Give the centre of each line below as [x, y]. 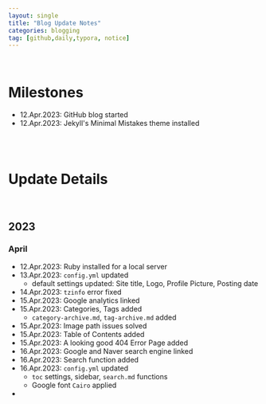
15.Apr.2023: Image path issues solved [83, 326]
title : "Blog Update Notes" [55, 23]
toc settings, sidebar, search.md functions [100, 376]
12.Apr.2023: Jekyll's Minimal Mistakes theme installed [110, 124]
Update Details [58, 179]
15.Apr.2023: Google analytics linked [80, 300]
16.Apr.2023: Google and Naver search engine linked [106, 351]
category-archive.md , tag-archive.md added [104, 317]
